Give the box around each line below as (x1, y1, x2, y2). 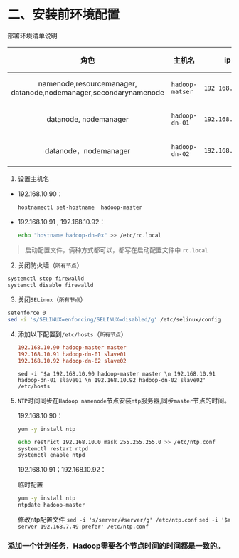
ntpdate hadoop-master (17, 502, 85, 509)
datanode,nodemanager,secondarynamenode (11, 87, 165, 97)
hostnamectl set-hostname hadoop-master (17, 204, 142, 211)
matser (171, 87, 193, 95)
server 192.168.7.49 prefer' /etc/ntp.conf (17, 523, 149, 531)
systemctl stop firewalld (7, 275, 84, 282)
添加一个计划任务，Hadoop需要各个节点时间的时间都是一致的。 (7, 541, 225, 551)
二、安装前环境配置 (7, 6, 120, 23)
